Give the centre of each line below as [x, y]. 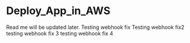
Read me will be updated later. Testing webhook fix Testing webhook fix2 [95, 27]
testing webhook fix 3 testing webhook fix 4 [60, 33]
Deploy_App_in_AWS [58, 11]
